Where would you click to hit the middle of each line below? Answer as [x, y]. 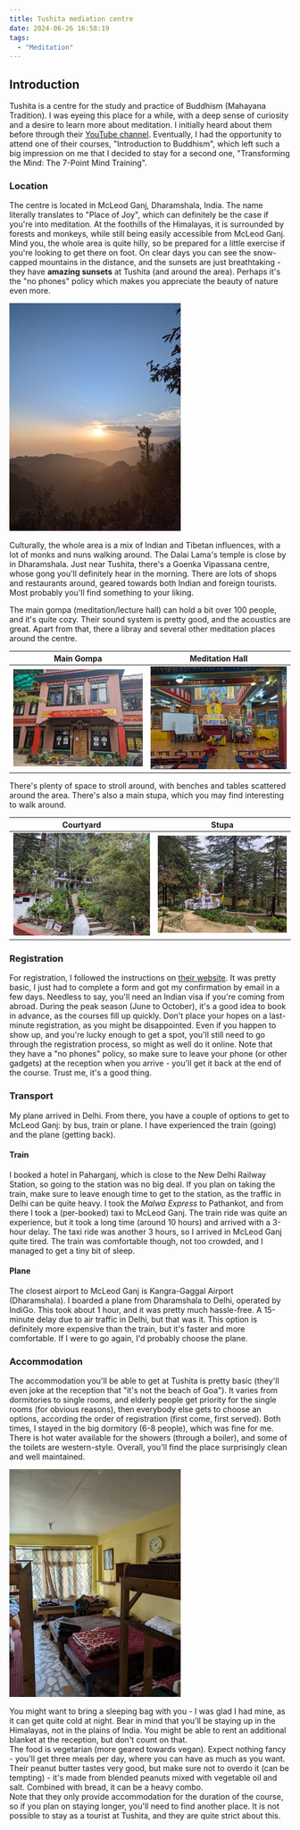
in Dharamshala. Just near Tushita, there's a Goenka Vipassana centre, [140, 564]
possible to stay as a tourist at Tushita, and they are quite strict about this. [145, 1816]
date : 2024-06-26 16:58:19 [59, 28]
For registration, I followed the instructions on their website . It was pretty [143, 978]
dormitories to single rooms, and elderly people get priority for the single [143, 1400]
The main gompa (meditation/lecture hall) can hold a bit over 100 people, [143, 610]
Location [29, 186]
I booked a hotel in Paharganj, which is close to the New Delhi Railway [137, 1174]
